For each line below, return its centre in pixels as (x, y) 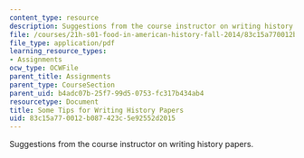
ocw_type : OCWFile (44, 69)
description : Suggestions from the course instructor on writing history (152, 26)
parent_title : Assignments (60, 77)
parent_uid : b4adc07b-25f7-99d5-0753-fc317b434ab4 (107, 93)
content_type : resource (54, 18)
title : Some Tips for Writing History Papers (96, 110)
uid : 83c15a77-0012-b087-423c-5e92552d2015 (93, 118)
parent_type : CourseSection (62, 85)
